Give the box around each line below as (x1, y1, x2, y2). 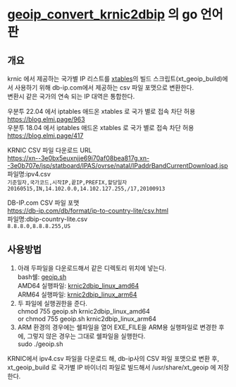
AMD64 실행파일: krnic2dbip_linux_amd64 (17, 281, 139, 290)
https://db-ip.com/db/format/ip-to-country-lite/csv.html (7, 206, 169, 215)
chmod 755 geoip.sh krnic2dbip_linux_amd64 (17, 306, 150, 315)
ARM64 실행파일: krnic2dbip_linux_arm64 (17, 290, 137, 299)
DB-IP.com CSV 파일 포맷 (7, 198, 80, 207)
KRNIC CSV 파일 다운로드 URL (7, 146, 93, 154)
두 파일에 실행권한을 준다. (17, 299, 88, 307)
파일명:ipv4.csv (7, 170, 51, 178)
